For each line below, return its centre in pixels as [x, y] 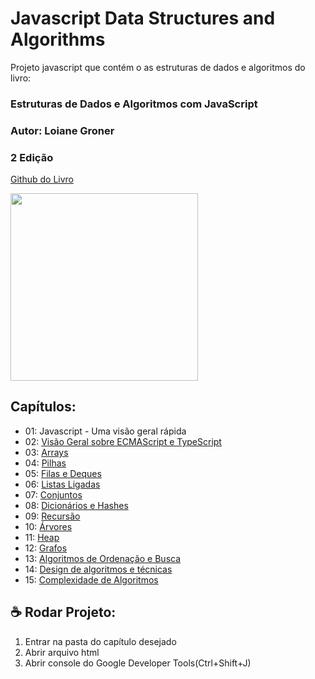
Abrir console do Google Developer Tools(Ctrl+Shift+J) [138, 663]
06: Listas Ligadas [62, 484]
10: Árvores [48, 526]
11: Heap [42, 537]
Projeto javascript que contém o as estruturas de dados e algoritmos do [158, 67]
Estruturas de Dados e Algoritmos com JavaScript [134, 104]
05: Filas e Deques [63, 473]
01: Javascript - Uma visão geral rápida [105, 431]
